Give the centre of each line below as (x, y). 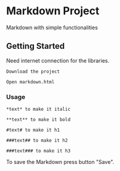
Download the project (33, 71)
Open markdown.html (30, 82)
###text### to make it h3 (38, 151)
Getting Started (36, 46)
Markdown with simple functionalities (52, 27)
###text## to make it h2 (37, 141)
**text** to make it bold (38, 120)
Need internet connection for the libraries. (58, 60)
